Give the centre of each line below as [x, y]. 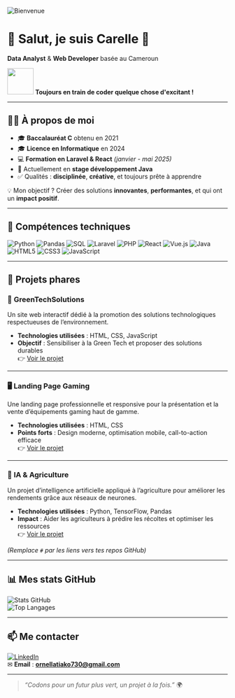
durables [30, 350]
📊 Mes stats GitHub [52, 579]
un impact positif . [33, 198]
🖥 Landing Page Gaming [49, 386]
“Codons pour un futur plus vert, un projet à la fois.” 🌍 [104, 685]
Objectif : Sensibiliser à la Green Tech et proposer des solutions [110, 343]
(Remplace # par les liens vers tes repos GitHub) [77, 550]
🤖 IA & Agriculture [38, 475]
